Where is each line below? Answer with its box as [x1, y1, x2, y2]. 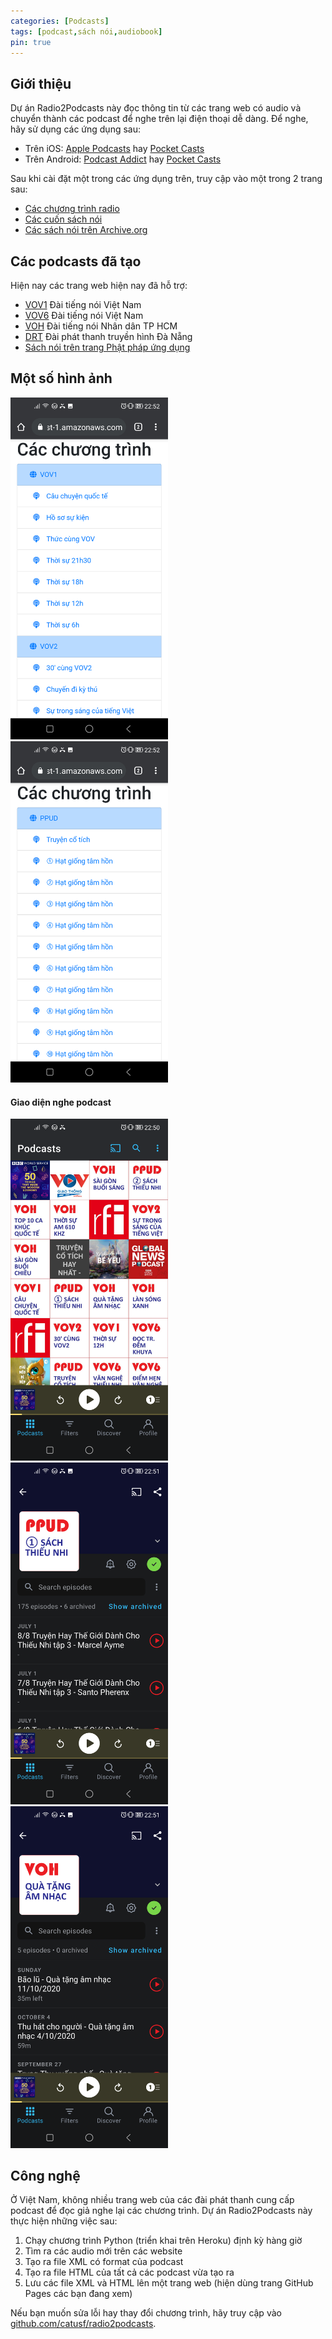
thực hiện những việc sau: [10, 2215, 118, 2227]
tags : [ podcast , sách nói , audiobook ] [10, 26, 163, 37]
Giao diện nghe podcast [10, 1096, 112, 1108]
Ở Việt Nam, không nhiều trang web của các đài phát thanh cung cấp [10, 2194, 295, 2206]
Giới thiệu [10, 75, 72, 92]
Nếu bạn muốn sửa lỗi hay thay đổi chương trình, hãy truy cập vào [10, 2307, 282, 2319]
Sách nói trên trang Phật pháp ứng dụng [24, 341, 191, 353]
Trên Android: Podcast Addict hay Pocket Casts [24, 153, 222, 165]
